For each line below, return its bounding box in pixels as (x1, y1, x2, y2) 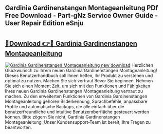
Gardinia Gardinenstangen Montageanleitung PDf (5, 4, 158, 12)
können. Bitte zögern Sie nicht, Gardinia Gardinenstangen (5, 114, 120, 120)
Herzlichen (131, 62, 153, 68)
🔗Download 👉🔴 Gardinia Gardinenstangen (5, 39, 138, 48)
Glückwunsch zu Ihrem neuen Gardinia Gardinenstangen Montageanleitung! (5, 68, 157, 73)
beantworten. (5, 124, 32, 130)
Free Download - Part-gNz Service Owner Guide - (5, 12, 158, 20)
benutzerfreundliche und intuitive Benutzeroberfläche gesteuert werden (5, 109, 149, 115)
